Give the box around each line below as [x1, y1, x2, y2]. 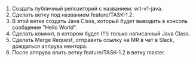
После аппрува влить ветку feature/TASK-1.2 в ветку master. [11, 49, 166, 56]
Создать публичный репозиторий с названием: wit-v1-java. [11, 5, 163, 12]
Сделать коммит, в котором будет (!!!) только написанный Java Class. [11, 30, 191, 37]
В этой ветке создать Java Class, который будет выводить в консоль [11, 18, 188, 24]
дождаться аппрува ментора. [11, 43, 88, 50]
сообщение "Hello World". [11, 24, 78, 31]
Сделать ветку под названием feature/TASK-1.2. [11, 11, 134, 18]
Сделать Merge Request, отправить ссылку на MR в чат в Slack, [11, 37, 174, 43]
